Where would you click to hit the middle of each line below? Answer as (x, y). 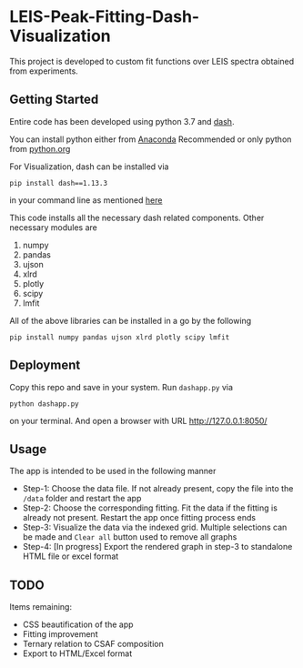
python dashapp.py (44, 404)
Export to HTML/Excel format (77, 653)
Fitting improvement (60, 634)
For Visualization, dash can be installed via (89, 167)
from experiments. (44, 71)
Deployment (45, 365)
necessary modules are (53, 227)
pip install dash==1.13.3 (58, 183)
